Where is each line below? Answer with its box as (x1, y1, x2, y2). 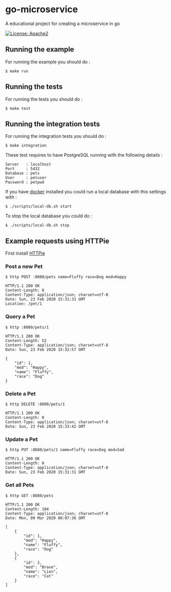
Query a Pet (5, 313, 35, 320)
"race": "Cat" (23, 573, 54, 579)
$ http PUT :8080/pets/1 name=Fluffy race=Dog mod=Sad (5, 448, 125, 453)
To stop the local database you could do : (5, 213, 92, 219)
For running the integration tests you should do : (5, 133, 107, 139)
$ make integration (5, 143, 47, 149)
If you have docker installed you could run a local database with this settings (5, 189, 166, 195)
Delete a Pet (5, 390, 36, 397)
